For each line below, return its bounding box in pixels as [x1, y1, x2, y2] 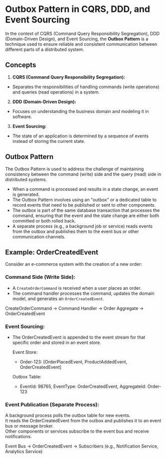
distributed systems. [5, 176, 47, 182]
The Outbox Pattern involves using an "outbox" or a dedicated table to [12, 197, 157, 203]
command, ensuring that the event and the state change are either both [12, 213, 160, 219]
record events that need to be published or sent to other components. [12, 202, 156, 208]
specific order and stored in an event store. [12, 340, 101, 345]
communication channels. [12, 233, 66, 239]
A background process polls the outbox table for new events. [5, 412, 131, 419]
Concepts [5, 61, 36, 69]
